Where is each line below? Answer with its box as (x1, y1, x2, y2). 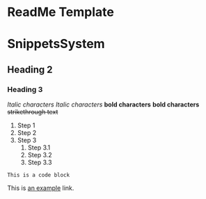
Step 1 (17, 121, 35, 129)
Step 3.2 (27, 151, 52, 159)
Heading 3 (7, 84, 43, 94)
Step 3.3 (27, 158, 52, 167)
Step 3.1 (27, 143, 51, 152)
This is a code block (7, 172, 70, 179)
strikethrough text (7, 108, 58, 116)
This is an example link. (7, 184, 74, 192)
